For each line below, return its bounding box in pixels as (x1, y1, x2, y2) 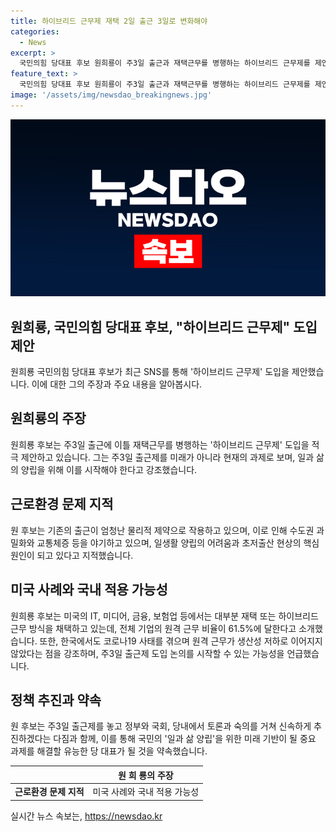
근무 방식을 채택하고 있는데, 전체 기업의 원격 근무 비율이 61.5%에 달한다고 (10, 622, 297, 634)
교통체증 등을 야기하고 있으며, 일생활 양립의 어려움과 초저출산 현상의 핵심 (36, 536, 320, 549)
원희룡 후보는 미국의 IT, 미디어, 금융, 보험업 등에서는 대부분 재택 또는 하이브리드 (10, 610, 319, 622)
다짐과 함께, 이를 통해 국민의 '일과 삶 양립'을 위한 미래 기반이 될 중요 (53, 733, 317, 745)
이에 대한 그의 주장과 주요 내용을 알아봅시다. (31, 378, 203, 390)
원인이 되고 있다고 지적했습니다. (10, 549, 134, 561)
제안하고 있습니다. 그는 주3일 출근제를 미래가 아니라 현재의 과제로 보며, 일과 (20, 451, 315, 463)
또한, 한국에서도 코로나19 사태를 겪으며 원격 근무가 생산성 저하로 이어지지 (39, 635, 323, 647)
